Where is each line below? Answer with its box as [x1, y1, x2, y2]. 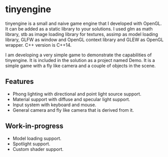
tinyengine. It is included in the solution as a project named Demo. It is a [5, 57, 155, 63]
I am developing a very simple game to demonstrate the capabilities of [5, 52, 152, 58]
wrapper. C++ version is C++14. [5, 42, 72, 48]
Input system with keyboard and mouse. [12, 102, 97, 108]
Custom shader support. [12, 146, 64, 152]
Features [5, 77, 34, 86]
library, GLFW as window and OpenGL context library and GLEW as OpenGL [5, 37, 164, 43]
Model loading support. [12, 135, 62, 141]
